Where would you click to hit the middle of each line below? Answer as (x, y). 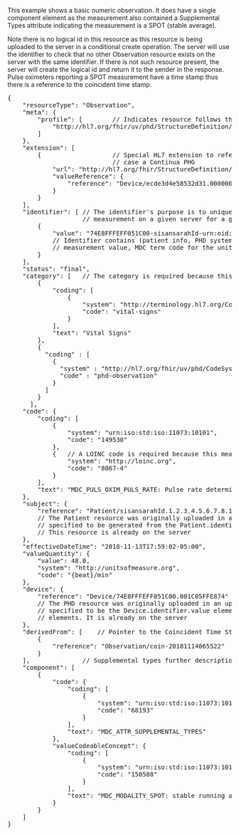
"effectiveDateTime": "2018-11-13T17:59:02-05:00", (114, 546)
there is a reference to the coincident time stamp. (80, 84)
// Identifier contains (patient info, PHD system (142, 240)
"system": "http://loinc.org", (122, 461)
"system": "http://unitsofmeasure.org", (108, 568)
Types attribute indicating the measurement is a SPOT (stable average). (112, 25)
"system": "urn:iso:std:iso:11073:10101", (143, 432)
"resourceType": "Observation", (79, 105)
